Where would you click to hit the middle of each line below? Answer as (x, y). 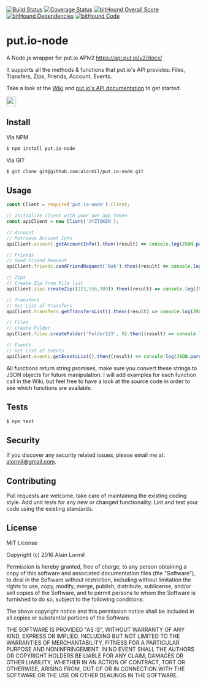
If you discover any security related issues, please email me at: (86, 455)
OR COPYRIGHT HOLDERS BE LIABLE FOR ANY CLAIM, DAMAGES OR (95, 655)
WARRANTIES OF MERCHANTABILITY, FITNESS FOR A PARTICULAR (93, 642)
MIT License (22, 543)
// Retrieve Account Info (39, 238)
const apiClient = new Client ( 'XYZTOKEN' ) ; (63, 222)
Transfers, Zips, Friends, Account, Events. (59, 76)
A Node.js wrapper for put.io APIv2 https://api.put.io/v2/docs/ (84, 58)
